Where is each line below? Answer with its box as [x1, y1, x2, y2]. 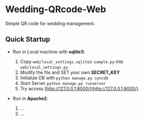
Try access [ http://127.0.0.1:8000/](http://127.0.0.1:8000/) [20, 85, 138, 92]
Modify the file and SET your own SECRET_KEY [20, 69, 120, 75]
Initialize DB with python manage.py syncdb [20, 75, 109, 81]
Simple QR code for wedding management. [5, 20, 95, 26]
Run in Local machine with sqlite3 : [12, 48, 85, 54]
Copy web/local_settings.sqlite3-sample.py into [20, 58, 124, 65]
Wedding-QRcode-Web [5, 4, 106, 15]
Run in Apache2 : [12, 95, 48, 101]
